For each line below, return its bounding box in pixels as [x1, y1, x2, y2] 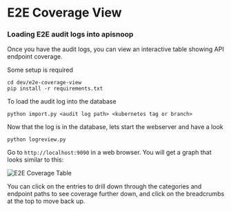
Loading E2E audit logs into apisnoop [7, 30, 134, 39]
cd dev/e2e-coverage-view [7, 79, 81, 86]
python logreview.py [7, 136, 67, 143]
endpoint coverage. [7, 52, 63, 61]
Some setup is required [7, 66, 74, 74]
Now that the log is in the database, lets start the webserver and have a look [7, 123, 223, 131]
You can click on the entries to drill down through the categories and [7, 182, 202, 191]
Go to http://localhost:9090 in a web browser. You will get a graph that [7, 148, 212, 157]
